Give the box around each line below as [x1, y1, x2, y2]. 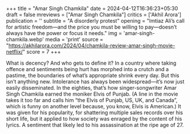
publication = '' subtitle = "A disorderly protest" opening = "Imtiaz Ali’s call [6, 17, 185, 24]
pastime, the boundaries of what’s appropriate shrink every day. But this [6, 72, 179, 79]
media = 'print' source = [45, 36, 103, 43]
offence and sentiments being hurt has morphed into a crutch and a [6, 66, 169, 72]
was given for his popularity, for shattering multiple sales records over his [6, 109, 183, 116]
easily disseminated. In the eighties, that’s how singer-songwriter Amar [6, 84, 177, 91]
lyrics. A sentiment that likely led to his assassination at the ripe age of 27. [6, 122, 184, 128]
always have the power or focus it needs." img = [6, 30, 123, 37]
